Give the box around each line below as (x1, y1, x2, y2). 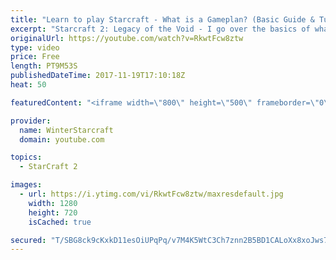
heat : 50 (10, 80, 47, 90)
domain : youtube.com (19, 134, 105, 145)
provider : (10, 116, 52, 126)
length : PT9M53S (10, 61, 78, 71)
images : (10, 180, 43, 190)
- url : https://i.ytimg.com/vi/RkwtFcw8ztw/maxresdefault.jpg (19, 189, 284, 199)
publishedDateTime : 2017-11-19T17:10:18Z (10, 71, 186, 81)
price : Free (10, 52, 60, 62)
